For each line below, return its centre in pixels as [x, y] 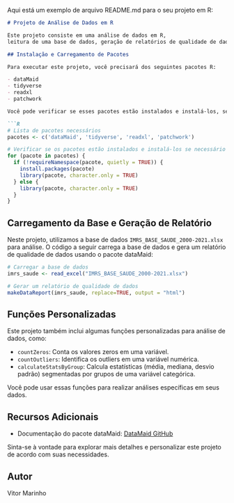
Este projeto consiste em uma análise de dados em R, [87, 35]
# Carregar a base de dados [48, 267]
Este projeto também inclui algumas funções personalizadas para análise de [116, 331]
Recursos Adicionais [53, 417]
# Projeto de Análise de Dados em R [60, 23]
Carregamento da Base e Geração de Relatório [110, 223]
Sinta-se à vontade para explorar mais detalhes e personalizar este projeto [114, 447]
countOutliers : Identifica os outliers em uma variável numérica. [108, 359]
